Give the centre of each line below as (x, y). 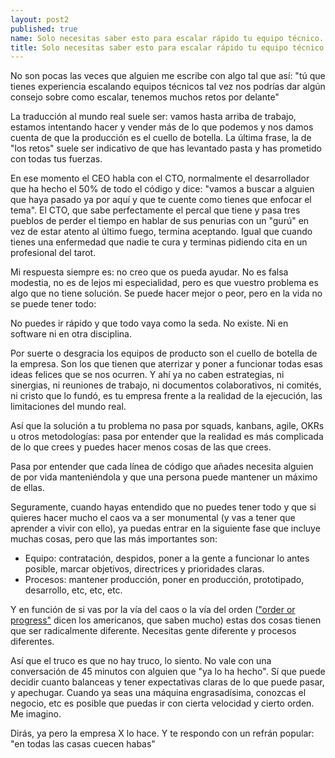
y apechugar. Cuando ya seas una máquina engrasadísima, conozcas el (158, 693)
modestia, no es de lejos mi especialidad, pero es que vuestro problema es (164, 283)
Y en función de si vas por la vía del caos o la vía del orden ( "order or (153, 610)
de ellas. (27, 488)
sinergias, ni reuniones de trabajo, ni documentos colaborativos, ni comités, (166, 385)
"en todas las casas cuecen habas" (83, 744)
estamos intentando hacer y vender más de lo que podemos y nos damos (162, 127)
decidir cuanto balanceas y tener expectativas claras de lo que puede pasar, (167, 682)
